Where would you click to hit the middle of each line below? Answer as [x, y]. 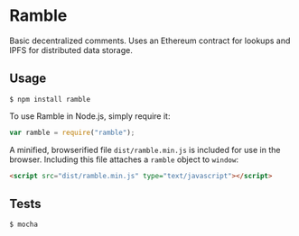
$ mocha [24, 225]
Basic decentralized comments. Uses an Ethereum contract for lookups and [150, 41]
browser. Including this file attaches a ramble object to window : [124, 159]
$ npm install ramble [50, 99]
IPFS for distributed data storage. [71, 50]
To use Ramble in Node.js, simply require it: [90, 116]
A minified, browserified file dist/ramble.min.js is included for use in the [145, 150]
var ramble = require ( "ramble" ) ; [72, 132]
